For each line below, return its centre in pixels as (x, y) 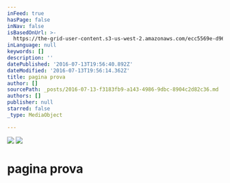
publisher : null (30, 102)
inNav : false (26, 26)
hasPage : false (29, 20)
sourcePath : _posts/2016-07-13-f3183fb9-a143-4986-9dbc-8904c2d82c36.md (113, 89)
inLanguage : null (32, 45)
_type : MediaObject (35, 115)
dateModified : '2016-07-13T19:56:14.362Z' (68, 70)
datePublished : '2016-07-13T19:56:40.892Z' (70, 64)
